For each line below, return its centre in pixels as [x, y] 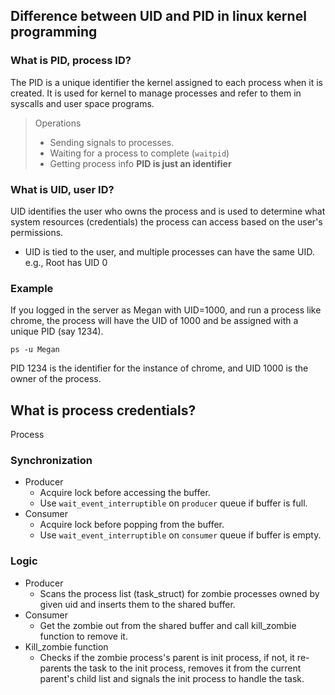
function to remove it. [83, 636]
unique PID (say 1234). [57, 331]
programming [54, 32]
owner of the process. [56, 379]
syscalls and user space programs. [82, 103]
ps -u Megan [35, 350]
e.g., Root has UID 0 [66, 262]
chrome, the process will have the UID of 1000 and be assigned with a [154, 321]
